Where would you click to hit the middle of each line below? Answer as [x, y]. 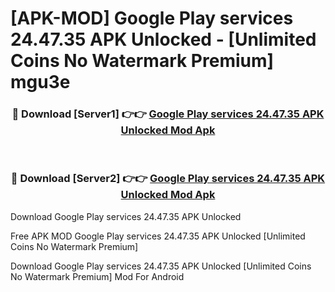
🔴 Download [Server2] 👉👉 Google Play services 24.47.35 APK [168, 179]
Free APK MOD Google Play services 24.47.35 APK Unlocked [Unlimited [158, 236]
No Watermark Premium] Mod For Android [97, 276]
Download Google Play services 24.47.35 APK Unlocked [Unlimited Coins [161, 266]
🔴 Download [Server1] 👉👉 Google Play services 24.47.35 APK [168, 114]
